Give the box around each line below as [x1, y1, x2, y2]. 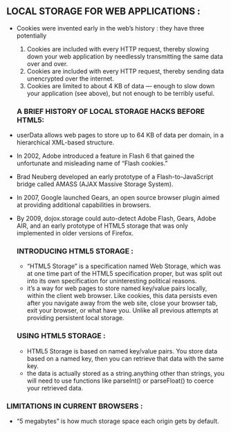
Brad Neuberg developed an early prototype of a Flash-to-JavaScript [16, 173, 214, 181]
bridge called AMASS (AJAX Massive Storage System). [16, 180, 174, 188]
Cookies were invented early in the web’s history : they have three [16, 24, 205, 32]
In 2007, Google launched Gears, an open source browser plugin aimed [16, 194, 220, 202]
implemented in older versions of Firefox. [16, 229, 134, 238]
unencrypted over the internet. [26, 74, 115, 83]
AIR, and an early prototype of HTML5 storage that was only [16, 222, 188, 230]
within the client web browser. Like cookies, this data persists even [26, 292, 218, 300]
